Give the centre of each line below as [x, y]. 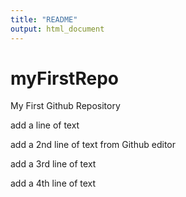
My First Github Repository [65, 106]
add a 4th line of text [53, 183]
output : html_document [57, 29]
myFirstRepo [64, 78]
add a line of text [45, 125]
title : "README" [44, 19]
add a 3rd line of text [53, 164]
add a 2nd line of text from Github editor [93, 145]
